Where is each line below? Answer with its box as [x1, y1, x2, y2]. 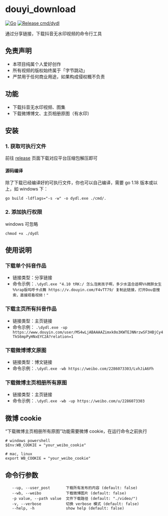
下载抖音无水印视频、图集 [12, 104, 66, 110]
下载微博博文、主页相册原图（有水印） [12, 110, 92, 116]
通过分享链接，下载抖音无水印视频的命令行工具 [5, 30, 102, 36]
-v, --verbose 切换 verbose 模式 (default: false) [12, 501, 139, 506]
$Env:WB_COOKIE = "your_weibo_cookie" [5, 443, 86, 448]
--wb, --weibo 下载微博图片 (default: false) [12, 490, 127, 496]
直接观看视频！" [20, 293, 49, 298]
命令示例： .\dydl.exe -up [12, 324, 68, 330]
